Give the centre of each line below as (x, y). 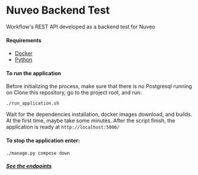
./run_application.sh (33, 103)
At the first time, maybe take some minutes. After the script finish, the (91, 121)
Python (23, 60)
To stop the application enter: (43, 140)
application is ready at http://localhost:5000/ (63, 127)
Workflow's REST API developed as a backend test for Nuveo (81, 27)
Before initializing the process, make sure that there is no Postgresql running (99, 86)
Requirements (24, 40)
